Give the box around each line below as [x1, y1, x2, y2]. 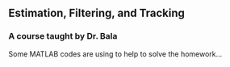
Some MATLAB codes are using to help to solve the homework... [8, 48, 223, 59]
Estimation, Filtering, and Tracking [8, 6, 186, 20]
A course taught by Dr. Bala [8, 31, 118, 42]
